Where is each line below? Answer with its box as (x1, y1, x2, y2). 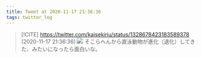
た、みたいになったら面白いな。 (21, 45, 101, 53)
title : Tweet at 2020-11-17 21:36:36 (6, 8, 101, 15)
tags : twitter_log (6, 14, 53, 20)
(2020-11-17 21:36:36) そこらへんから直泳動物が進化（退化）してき (21, 38, 196, 45)
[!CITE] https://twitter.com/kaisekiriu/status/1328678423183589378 (21, 30, 190, 38)
